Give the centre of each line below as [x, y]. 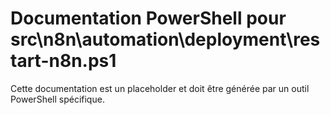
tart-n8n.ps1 [63, 61]
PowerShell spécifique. [57, 99]
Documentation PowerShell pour [148, 18]
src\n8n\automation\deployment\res [165, 39]
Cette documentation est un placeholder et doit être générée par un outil [160, 88]
